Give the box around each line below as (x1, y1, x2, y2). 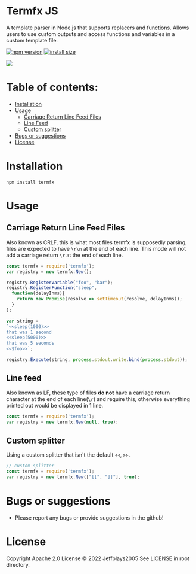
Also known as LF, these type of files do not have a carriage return (6, 389, 170, 396)
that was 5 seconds (6, 340, 55, 347)
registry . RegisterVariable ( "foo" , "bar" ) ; (6, 280, 113, 286)
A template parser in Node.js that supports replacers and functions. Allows (6, 24, 189, 31)
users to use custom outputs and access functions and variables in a (6, 30, 175, 37)
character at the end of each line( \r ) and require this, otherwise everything (6, 395, 191, 402)
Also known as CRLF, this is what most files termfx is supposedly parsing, (6, 238, 187, 246)
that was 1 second (6, 329, 52, 335)
